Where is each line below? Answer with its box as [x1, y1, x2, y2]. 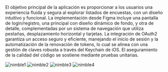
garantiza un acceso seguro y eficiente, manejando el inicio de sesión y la [5, 36, 158, 42]
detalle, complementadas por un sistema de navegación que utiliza [5, 25, 144, 31]
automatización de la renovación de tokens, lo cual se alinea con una [5, 41, 148, 47]
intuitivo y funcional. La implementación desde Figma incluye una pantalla [5, 15, 158, 20]
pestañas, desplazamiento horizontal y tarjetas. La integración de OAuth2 [5, 31, 157, 36]
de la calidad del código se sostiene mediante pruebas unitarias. [5, 52, 139, 58]
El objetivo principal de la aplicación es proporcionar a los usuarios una [5, 4, 153, 10]
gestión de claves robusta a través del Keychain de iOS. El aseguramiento [5, 47, 157, 52]
